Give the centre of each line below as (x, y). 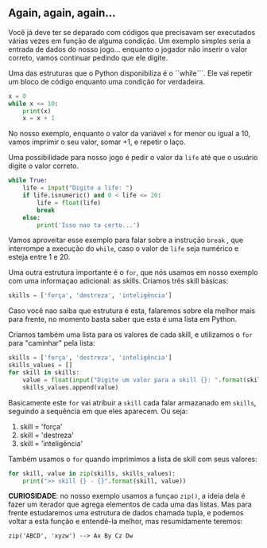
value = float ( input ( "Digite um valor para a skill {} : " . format (133, 380)
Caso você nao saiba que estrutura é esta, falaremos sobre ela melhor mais (132, 311)
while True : (28, 181)
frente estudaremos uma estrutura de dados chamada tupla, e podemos (126, 513)
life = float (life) (69, 202)
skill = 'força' (41, 426)
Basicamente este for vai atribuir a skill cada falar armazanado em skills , (132, 402)
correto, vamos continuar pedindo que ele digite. (88, 57)
